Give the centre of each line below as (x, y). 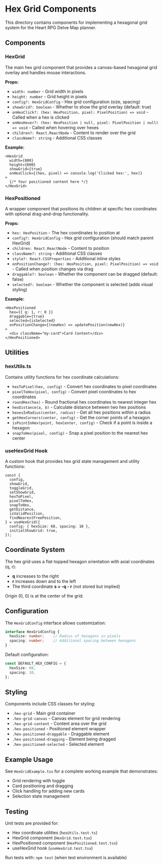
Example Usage (29, 759)
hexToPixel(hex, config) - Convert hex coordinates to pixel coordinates (84, 386)
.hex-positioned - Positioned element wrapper (59, 729)
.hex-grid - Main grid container (44, 713)
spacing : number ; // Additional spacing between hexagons (73, 641)
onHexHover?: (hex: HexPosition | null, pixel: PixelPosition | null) (85, 123)
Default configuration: (27, 654)
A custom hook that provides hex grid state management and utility (72, 461)
